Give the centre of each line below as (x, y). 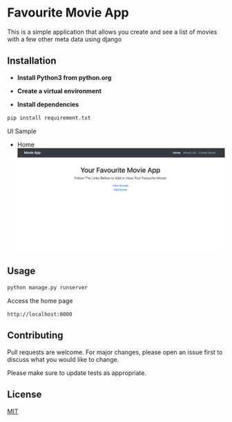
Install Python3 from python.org (64, 77)
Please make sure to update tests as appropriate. (77, 373)
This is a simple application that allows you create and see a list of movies (112, 32)
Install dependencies (48, 104)
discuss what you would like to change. (63, 359)
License (25, 395)
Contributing (35, 335)
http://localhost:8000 (40, 314)
